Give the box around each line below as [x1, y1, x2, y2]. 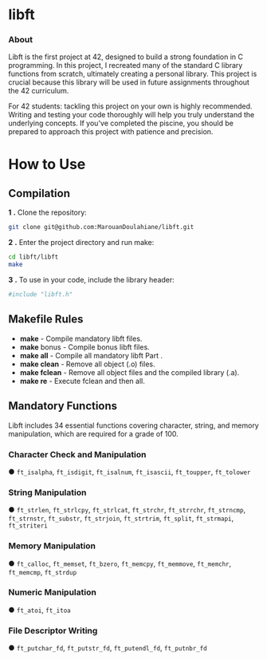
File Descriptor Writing [8, 625, 98, 636]
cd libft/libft [8, 253, 59, 261]
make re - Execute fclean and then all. [19, 376, 145, 385]
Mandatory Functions [8, 399, 118, 413]
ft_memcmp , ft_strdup [8, 567, 77, 576]
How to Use [8, 155, 86, 173]
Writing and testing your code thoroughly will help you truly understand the [8, 110, 255, 120]
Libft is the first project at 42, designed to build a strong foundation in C [8, 52, 244, 61]
